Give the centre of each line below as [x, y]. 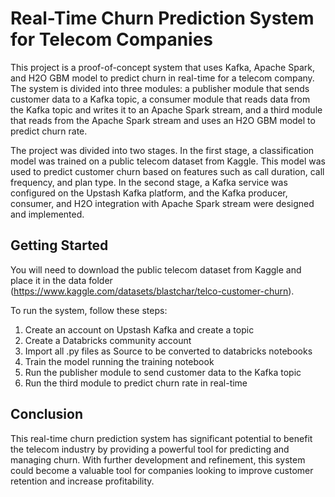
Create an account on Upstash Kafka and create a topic [139, 329]
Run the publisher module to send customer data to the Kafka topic [163, 372]
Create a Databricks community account [108, 340]
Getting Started [59, 245]
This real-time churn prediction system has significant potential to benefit [161, 438]
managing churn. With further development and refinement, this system [158, 459]
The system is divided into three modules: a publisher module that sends [160, 88]
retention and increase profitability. [82, 481]
